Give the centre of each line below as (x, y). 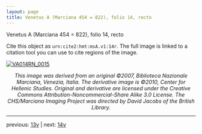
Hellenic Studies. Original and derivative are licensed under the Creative (101, 88)
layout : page (23, 12)
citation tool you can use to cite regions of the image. (72, 52)
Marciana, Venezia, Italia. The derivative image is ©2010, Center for (101, 82)
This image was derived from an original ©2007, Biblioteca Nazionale (101, 75)
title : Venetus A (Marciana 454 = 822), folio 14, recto (79, 17)
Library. (101, 107)
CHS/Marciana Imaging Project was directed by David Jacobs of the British (101, 101)
